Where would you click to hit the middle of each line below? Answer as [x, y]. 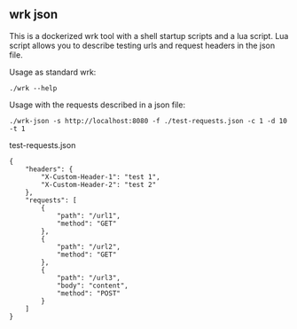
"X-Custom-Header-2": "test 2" [99, 184]
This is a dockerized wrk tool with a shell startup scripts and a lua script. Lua [149, 35]
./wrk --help [33, 88]
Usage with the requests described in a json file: [98, 105]
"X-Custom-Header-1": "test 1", [101, 176]
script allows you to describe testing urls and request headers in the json [142, 45]
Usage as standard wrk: [53, 72]
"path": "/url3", [89, 278]
